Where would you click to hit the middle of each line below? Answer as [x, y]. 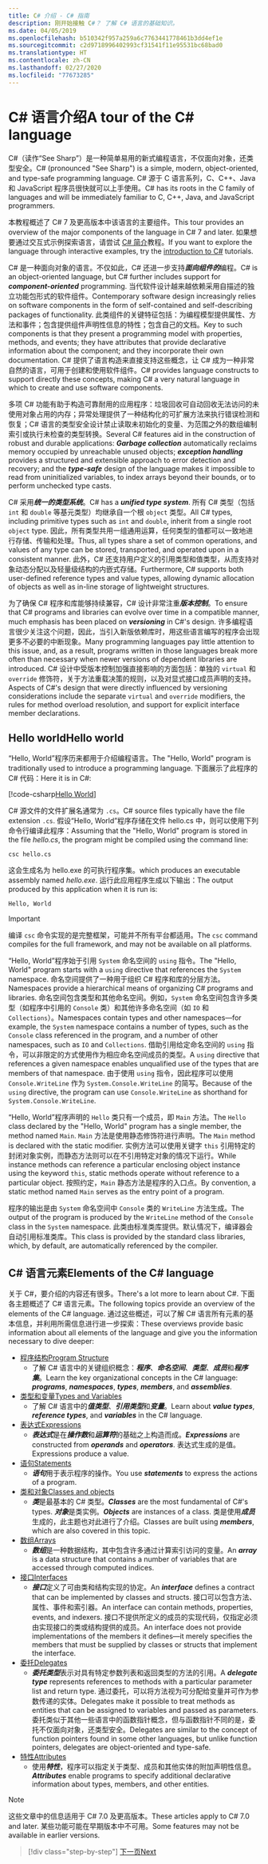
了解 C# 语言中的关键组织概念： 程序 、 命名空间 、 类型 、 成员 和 [133, 1368]
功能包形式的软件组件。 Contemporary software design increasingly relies [136, 296]
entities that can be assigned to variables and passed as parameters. [145, 1710]
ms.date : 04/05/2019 [43, 30]
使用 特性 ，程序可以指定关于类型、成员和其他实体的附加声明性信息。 [144, 1767]
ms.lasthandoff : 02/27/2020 [55, 68]
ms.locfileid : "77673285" [51, 75]
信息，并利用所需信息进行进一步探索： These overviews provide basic [129, 1324]
